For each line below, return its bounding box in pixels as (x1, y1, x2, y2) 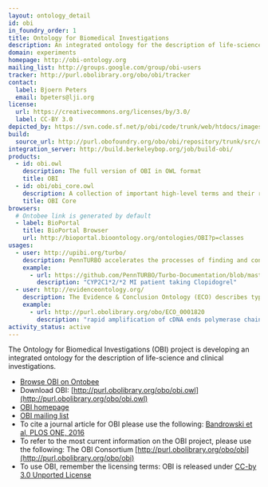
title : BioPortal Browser (22, 226, 109, 235)
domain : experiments (8, 49, 77, 57)
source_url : (15, 137, 56, 146)
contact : (8, 78, 37, 86)
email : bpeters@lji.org (15, 93, 94, 101)
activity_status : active (8, 323, 91, 331)
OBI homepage (19, 403, 69, 412)
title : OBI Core (22, 197, 77, 205)
